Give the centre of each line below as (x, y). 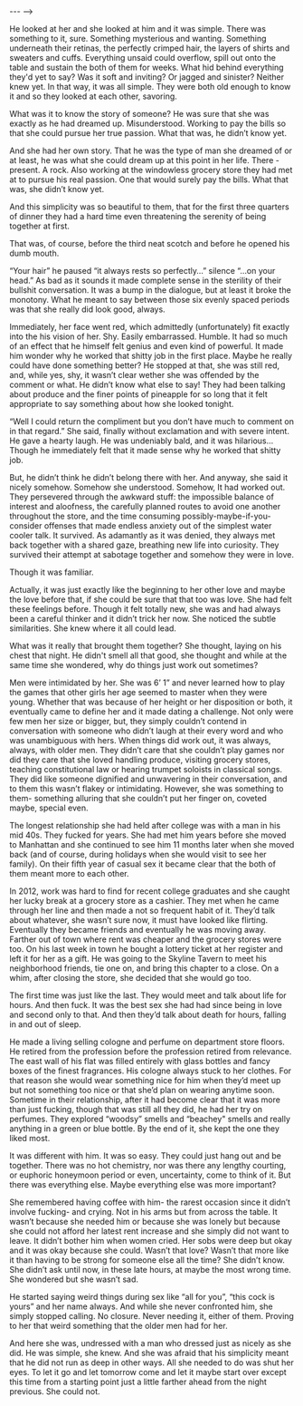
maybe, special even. (49, 808)
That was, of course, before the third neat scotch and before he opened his (150, 243)
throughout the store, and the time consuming (95, 516)
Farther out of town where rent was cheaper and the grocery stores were (146, 939)
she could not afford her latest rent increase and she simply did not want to (149, 1231)
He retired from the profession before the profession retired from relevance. (151, 1052)
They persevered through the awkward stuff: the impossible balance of (142, 497)
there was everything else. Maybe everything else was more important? (143, 1184)
